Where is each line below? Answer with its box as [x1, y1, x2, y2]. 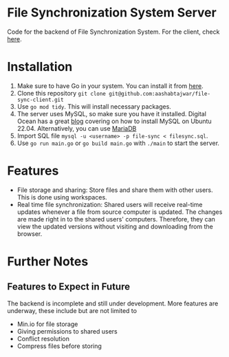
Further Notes [7, 254, 89, 269]
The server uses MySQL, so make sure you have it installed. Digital [17, 109, 206, 118]
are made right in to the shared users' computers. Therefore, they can [17, 215, 215, 223]
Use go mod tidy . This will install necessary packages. [17, 102, 172, 111]
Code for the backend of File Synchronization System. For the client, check [7, 28, 220, 36]
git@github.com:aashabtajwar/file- [109, 90, 211, 97]
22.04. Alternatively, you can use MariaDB [17, 124, 137, 132]
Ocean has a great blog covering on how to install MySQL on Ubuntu [17, 117, 212, 125]
